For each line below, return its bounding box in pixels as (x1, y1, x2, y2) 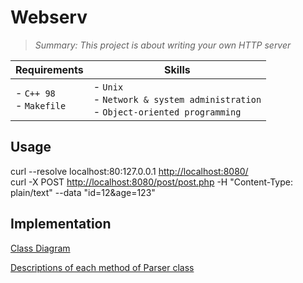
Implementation (10, 216, 112, 233)
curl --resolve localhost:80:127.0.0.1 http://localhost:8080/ (10, 165, 249, 177)
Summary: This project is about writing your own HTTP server (34, 39, 292, 51)
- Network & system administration (93, 92, 262, 106)
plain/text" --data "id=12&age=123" (10, 186, 156, 198)
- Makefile (15, 98, 67, 112)
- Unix (93, 79, 124, 93)
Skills (164, 62, 191, 76)
